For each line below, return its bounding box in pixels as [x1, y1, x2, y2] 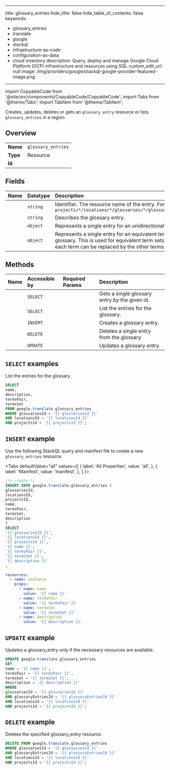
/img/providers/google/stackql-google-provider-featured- [36, 68, 158, 74]
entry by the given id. [99, 297, 150, 304]
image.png [12, 74, 35, 80]
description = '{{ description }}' [5, 680, 80, 685]
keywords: [5, 16, 27, 21]
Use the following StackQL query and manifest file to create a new [5, 448, 143, 454]
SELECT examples [5, 359, 59, 368]
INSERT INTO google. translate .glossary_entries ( [5, 483, 112, 488]
